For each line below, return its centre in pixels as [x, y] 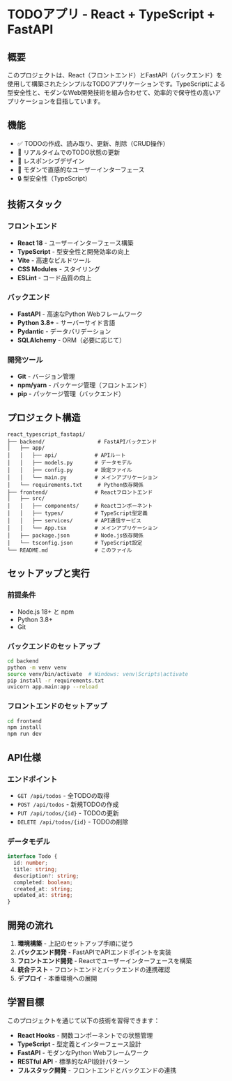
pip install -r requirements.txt [56, 681]
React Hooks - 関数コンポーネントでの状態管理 [85, 1035]
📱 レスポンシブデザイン [51, 160]
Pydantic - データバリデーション [64, 331]
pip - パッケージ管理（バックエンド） [71, 394]
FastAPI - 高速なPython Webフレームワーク [80, 314]
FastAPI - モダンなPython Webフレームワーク [83, 1052]
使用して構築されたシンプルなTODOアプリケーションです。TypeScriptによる [116, 84]
